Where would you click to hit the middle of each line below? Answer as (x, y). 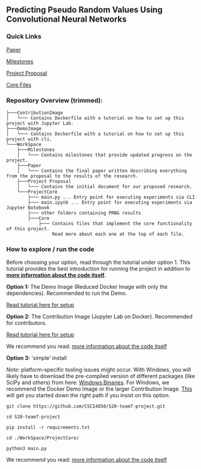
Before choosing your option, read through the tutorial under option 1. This (98, 262)
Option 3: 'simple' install (37, 358)
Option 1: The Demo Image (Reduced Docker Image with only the (87, 287)
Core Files (19, 84)
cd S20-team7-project (33, 417)
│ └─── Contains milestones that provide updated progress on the (105, 155)
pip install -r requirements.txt (48, 427)
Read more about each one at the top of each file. (118, 234)
